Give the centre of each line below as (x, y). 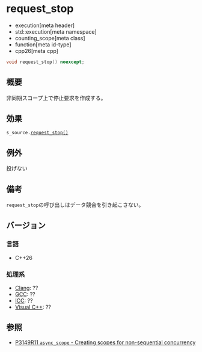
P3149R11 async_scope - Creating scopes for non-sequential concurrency (105, 342)
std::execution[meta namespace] (56, 31)
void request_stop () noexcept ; (45, 62)
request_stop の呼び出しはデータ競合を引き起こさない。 (75, 205)
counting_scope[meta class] (50, 38)
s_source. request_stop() (37, 133)
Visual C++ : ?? (33, 307)
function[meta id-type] (43, 45)
